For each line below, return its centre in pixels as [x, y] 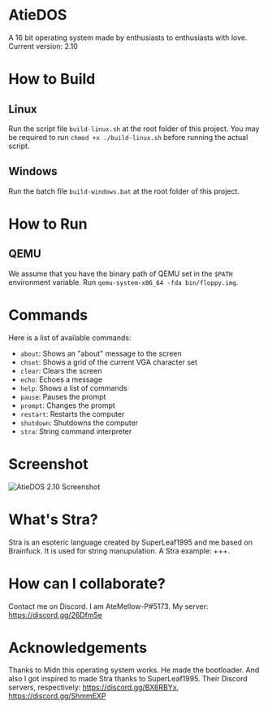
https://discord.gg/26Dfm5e [56, 615]
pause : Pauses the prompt [63, 396]
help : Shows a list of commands [73, 387]
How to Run [48, 223]
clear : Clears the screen [61, 370]
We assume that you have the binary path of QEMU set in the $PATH [121, 274]
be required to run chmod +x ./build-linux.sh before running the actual [128, 137]
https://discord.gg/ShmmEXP [57, 696]
